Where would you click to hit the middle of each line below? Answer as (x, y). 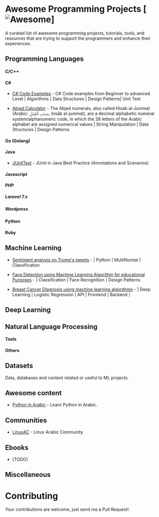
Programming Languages (45, 59)
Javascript (16, 174)
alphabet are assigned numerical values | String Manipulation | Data (80, 124)
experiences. (18, 43)
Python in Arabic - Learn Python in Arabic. (55, 405)
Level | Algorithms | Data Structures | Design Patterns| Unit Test (76, 99)
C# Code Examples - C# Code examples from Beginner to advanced (81, 94)
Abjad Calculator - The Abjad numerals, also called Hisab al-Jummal (81, 109)
